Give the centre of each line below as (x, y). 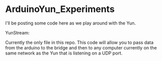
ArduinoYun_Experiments (60, 9)
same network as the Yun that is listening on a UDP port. (64, 53)
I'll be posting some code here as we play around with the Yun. (71, 23)
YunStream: (17, 32)
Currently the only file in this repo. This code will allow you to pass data (79, 42)
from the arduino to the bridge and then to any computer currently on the (81, 47)
